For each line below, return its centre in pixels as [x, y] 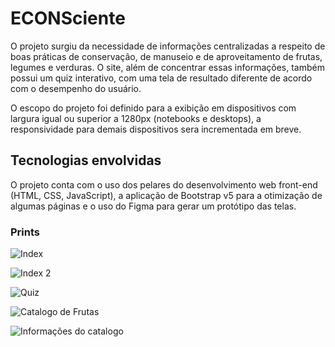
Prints [25, 232]
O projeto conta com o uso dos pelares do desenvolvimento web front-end [164, 184]
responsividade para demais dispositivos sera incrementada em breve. [156, 129]
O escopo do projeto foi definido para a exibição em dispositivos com [153, 108]
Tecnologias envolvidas [86, 160]
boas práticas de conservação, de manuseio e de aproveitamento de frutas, [166, 56]
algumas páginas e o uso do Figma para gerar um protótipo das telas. [153, 206]
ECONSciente [68, 18]
